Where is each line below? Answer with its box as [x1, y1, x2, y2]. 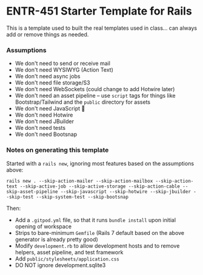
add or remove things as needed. [6, 30, 89, 38]
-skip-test [6, 194, 34, 200]
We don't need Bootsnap [15, 131, 78, 138]
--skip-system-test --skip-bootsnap [36, 194, 129, 200]
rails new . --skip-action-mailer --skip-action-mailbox [6, 178, 153, 184]
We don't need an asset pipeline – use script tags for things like [15, 92, 176, 100]
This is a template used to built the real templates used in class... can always [6, 24, 198, 32]
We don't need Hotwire [15, 111, 73, 119]
